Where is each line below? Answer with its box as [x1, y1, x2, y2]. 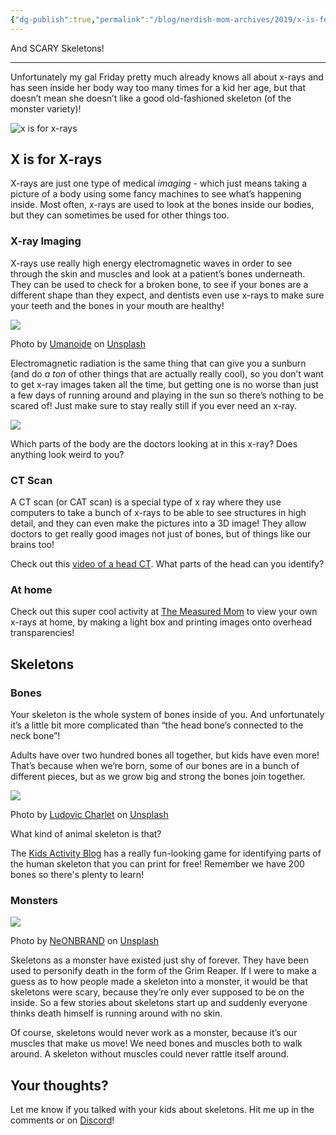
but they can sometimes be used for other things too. [10, 209, 230, 221]
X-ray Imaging [10, 234, 82, 248]
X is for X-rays [10, 151, 103, 168]
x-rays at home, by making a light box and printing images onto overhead [10, 616, 313, 628]
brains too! [10, 539, 55, 551]
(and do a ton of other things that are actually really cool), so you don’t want [10, 367, 324, 380]
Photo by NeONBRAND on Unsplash [10, 935, 160, 947]
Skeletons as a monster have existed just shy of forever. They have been [10, 954, 310, 966]
